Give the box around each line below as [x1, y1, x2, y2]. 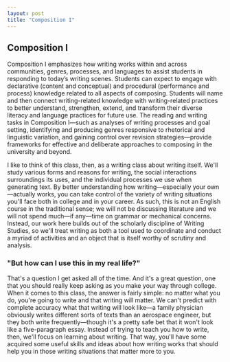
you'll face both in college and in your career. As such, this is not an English [7, 197, 221, 206]
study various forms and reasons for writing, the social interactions [7, 168, 197, 177]
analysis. [7, 241, 32, 249]
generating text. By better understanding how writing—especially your [7, 183, 206, 191]
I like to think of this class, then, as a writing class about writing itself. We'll [7, 161, 218, 169]
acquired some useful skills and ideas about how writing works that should [7, 339, 218, 348]
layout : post [7, 10, 45, 17]
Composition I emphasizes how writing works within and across [7, 60, 187, 69]
